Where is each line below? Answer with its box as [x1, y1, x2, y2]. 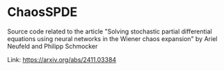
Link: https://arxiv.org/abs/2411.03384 [7, 55, 117, 63]
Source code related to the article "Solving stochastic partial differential [7, 27, 212, 35]
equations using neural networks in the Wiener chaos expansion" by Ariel [7, 34, 218, 42]
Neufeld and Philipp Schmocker [7, 42, 98, 50]
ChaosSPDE [7, 4, 78, 20]
